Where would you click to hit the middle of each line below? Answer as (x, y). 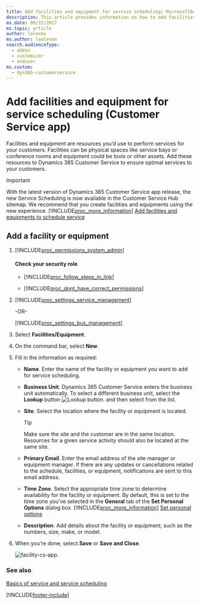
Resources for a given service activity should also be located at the (106, 441)
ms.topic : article (29, 28)
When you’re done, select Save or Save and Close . (78, 543)
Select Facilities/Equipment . (50, 335)
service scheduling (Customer (83, 114)
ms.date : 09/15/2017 (32, 23)
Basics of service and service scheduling (57, 583)
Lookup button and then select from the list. (100, 399)
